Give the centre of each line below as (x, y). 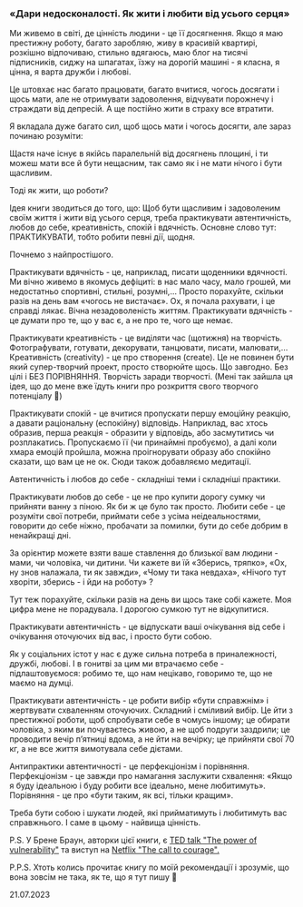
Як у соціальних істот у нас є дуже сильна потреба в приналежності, (143, 654)
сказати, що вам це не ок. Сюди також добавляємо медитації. (130, 462)
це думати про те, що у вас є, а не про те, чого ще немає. (121, 320)
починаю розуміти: (46, 136)
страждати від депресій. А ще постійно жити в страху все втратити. (142, 109)
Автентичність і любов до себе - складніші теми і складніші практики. (145, 479)
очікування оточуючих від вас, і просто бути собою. (111, 636)
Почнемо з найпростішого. (61, 255)
